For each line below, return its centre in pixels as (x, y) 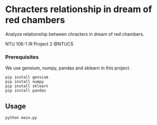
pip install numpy (24, 82)
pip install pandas (26, 91)
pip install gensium (27, 77)
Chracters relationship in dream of (79, 9)
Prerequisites (22, 57)
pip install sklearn (27, 86)
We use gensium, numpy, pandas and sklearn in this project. (68, 68)
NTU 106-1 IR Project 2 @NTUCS (39, 44)
